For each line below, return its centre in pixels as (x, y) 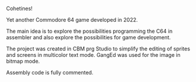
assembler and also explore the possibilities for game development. (89, 37)
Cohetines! (19, 8)
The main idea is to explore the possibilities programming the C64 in (89, 31)
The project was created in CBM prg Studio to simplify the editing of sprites (98, 49)
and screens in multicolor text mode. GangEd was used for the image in (93, 55)
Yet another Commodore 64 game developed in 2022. (72, 20)
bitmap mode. (23, 61)
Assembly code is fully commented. (50, 72)
